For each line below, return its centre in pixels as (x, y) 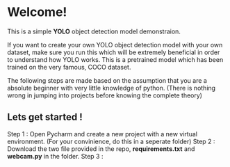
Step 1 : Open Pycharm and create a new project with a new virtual (102, 134)
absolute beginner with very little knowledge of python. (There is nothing (112, 88)
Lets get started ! (45, 117)
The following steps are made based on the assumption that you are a (107, 80)
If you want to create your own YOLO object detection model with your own (115, 45)
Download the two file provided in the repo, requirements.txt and (101, 149)
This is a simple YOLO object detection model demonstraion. (94, 31)
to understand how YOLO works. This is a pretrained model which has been (115, 59)
